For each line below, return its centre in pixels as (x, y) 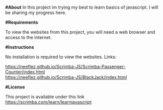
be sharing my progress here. (36, 13)
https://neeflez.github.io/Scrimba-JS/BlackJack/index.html (66, 77)
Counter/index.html (25, 72)
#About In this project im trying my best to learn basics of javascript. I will (82, 7)
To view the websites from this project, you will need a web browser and (80, 32)
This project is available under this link (45, 97)
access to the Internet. (28, 37)
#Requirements (22, 22)
